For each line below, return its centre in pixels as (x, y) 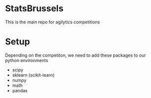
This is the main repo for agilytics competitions (52, 22)
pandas (20, 90)
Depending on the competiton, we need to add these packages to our (75, 55)
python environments (27, 60)
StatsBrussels (34, 9)
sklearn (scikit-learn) (33, 75)
